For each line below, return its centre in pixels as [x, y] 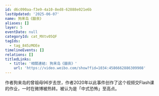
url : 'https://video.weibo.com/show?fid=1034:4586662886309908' [80, 68]
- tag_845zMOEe [25, 46]
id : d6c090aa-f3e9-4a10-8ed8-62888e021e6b [48, 9]
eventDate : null [21, 32]
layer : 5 [14, 28]
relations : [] [19, 55]
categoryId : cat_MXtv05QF [31, 37]
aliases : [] [17, 23]
